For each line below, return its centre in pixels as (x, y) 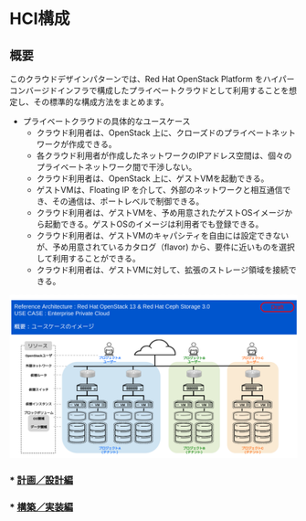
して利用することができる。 (88, 258)
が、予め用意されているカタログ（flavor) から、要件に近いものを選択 (165, 247)
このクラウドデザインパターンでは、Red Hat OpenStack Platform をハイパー (152, 79)
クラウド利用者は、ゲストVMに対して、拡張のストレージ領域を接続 (163, 270)
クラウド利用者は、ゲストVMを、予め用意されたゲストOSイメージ (160, 213)
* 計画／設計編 (42, 481)
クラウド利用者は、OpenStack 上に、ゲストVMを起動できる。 (153, 178)
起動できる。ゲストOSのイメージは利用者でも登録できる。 (154, 224)
